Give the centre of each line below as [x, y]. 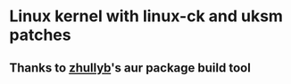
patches [40, 35]
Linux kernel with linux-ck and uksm [146, 16]
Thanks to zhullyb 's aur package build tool [130, 68]
